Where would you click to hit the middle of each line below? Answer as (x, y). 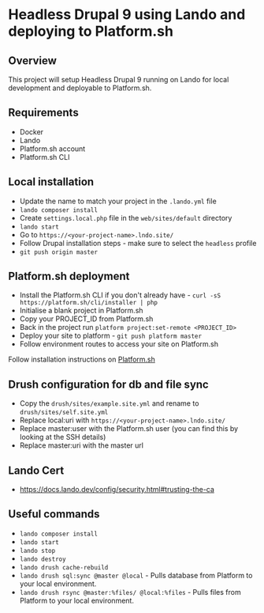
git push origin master (59, 252)
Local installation (51, 182)
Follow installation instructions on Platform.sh (82, 359)
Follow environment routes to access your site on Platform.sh (119, 344)
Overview (33, 61)
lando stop (37, 551)
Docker (32, 131)
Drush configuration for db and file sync (108, 384)
